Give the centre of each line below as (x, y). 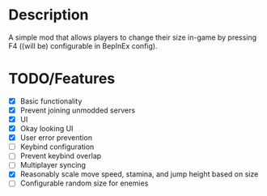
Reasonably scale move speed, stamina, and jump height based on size (139, 174)
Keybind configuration (57, 147)
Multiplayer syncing (53, 165)
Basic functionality (51, 101)
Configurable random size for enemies (84, 183)
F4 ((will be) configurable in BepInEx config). (83, 45)
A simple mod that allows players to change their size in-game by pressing (133, 37)
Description (49, 15)
